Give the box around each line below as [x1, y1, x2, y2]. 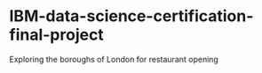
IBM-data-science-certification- [9, 6, 254, 26]
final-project [9, 25, 104, 45]
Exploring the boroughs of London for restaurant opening [9, 54, 219, 64]
